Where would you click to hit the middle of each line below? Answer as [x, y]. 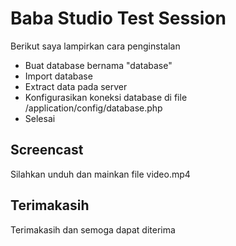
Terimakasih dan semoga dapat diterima [93, 229]
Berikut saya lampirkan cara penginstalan [95, 46]
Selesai [40, 118]
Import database [58, 76]
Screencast [47, 150]
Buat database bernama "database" [98, 65]
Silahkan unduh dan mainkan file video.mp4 [100, 174]
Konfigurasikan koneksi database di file [106, 97]
